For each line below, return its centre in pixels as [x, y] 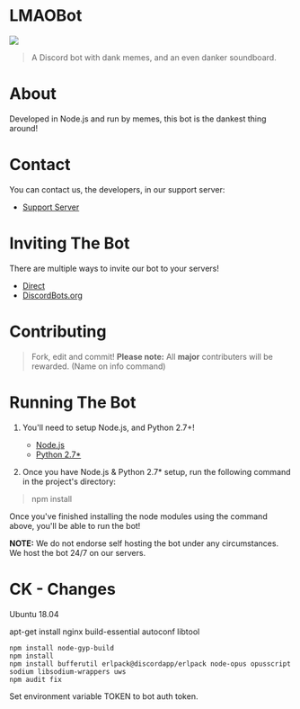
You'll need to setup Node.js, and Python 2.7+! [108, 427]
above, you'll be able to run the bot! [75, 525]
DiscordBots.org [53, 295]
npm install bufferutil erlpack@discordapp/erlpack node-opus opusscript [150, 664]
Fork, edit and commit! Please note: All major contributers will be [152, 356]
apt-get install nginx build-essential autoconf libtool [105, 632]
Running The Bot [73, 402]
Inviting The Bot [70, 243]
